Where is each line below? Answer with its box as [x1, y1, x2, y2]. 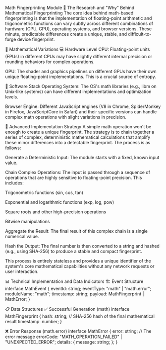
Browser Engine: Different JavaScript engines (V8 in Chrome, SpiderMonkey [5, 103, 161, 109]
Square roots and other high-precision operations [5, 209, 107, 215]
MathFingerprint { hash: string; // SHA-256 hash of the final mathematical [5, 313, 155, 319]
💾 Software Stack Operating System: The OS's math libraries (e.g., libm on [5, 84, 157, 89]
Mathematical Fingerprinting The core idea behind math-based [5, 10, 134, 16]
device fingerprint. [17, 36, 55, 42]
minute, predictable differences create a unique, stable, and [5, 31, 127, 37]
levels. [5, 94, 18, 99]
